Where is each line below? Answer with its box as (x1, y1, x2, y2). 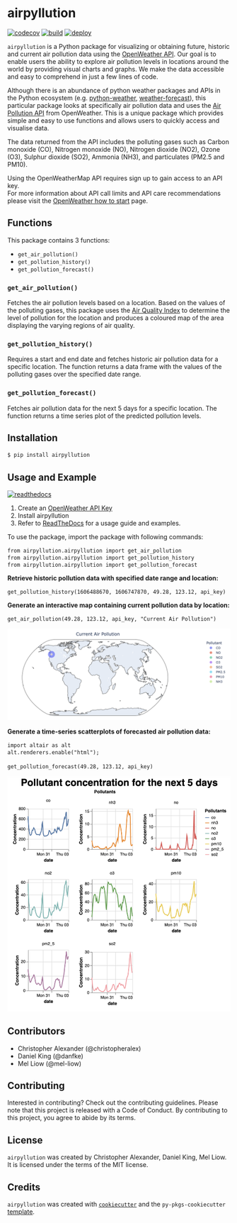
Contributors (7, 1025, 66, 1037)
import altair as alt (7, 741, 71, 749)
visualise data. (7, 123, 50, 132)
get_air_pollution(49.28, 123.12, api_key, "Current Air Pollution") (7, 616, 217, 623)
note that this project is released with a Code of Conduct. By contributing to (7, 1106, 228, 1114)
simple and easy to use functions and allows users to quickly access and (7, 116, 220, 125)
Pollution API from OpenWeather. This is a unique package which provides (7, 109, 224, 117)
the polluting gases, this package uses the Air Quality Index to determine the (7, 306, 230, 315)
